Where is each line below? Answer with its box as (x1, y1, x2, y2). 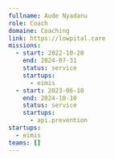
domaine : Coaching (8, 26, 70, 35)
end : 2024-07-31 (22, 57, 78, 65)
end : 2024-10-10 (22, 94, 78, 102)
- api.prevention (29, 116, 88, 124)
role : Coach (8, 19, 48, 27)
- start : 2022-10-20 (15, 49, 84, 57)
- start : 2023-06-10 (15, 86, 84, 95)
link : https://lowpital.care (8, 34, 106, 43)
